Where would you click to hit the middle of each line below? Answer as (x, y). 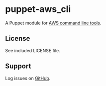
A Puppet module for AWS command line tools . (53, 23)
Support (18, 66)
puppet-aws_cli (38, 9)
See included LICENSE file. (33, 50)
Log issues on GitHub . (28, 78)
